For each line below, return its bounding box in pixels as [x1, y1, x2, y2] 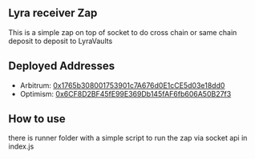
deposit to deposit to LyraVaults [8, 36, 113, 46]
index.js [8, 141, 34, 151]
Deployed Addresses [8, 59, 115, 73]
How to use [8, 112, 66, 126]
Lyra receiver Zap [8, 6, 98, 20]
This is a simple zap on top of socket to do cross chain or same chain [8, 27, 237, 37]
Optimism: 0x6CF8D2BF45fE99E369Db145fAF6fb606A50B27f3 [19, 89, 232, 98]
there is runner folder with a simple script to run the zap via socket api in [8, 133, 248, 143]
